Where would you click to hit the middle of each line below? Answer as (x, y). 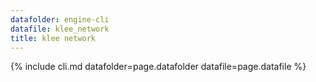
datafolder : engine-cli (60, 19)
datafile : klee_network (60, 29)
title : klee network (53, 38)
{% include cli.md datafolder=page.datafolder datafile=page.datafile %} (158, 67)
